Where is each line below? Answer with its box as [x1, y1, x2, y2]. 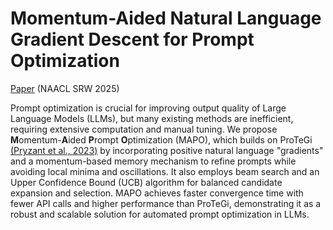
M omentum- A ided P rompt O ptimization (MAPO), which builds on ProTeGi [10, 133, 313, 146]
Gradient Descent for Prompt [10, 28, 255, 51]
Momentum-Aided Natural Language [10, 7, 322, 30]
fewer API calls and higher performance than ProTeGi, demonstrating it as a [10, 197, 322, 209]
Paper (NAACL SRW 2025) [10, 82, 120, 94]
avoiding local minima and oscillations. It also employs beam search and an [10, 165, 320, 177]
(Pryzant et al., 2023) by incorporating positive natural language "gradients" [10, 144, 324, 156]
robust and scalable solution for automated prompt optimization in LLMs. [10, 208, 310, 220]
